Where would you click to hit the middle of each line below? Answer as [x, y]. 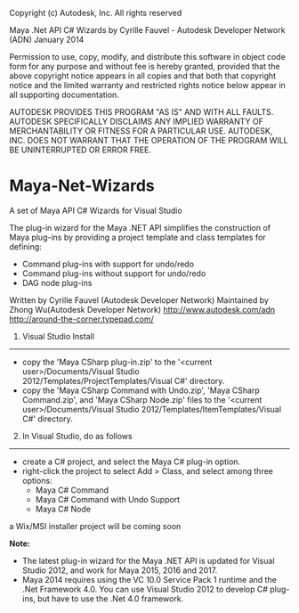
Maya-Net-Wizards [82, 186]
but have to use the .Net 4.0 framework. [110, 598]
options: [37, 480]
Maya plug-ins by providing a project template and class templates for [137, 237]
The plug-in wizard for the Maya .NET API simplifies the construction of [140, 227]
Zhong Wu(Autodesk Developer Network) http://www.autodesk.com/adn [142, 309]
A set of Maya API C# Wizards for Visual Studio [96, 210]
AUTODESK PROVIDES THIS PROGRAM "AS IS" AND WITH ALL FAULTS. [141, 112]
